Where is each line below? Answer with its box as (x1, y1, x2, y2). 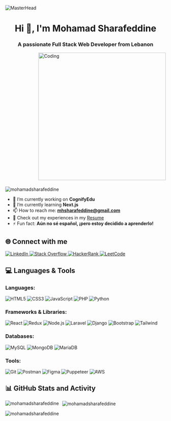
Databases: (5, 333, 35, 340)
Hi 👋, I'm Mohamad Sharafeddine (14, 23, 157, 34)
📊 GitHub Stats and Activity (5, 384, 96, 393)
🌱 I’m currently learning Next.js (12, 202, 79, 208)
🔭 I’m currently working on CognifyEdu (12, 196, 95, 203)
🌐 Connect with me (5, 237, 68, 246)
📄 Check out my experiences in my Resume (12, 215, 104, 221)
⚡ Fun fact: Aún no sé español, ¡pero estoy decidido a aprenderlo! (12, 220, 154, 227)
